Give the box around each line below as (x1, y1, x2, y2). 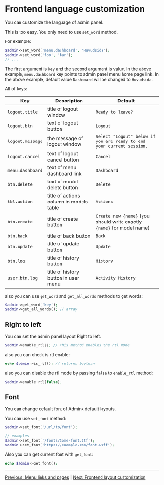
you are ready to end (95, 138, 146, 144)
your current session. (95, 143, 148, 149)
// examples (5, 433, 29, 439)
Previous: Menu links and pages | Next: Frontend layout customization (5, 474, 146, 480)
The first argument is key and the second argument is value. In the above (5, 66, 152, 72)
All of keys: (5, 85, 28, 91)
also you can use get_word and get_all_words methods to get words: (5, 293, 143, 299)
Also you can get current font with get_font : (5, 451, 94, 457)
